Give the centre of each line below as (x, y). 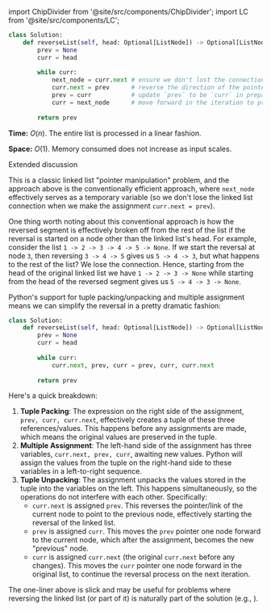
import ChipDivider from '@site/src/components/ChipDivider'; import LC (128, 12)
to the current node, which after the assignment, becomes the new (143, 540)
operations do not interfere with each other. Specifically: (114, 497)
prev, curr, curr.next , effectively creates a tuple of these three (127, 420)
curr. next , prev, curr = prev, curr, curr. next (133, 365)
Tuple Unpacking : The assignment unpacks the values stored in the (133, 480)
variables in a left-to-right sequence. (81, 471)
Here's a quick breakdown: (53, 395)
